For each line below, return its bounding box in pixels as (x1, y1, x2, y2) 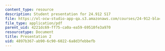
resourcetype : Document (5, 30, 54, 34)
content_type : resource (5, 7, 54, 12)
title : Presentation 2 (5, 34, 52, 39)
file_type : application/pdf (5, 20, 63, 26)
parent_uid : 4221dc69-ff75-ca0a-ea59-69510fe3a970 (5, 25, 111, 30)
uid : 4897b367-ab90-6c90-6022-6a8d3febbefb (5, 39, 96, 44)
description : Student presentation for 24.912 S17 (5, 12, 111, 17)
